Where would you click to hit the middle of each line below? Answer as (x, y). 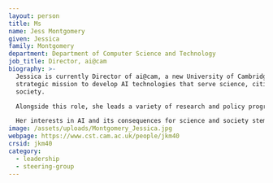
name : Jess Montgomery (47, 31)
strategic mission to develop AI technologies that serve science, (132, 84)
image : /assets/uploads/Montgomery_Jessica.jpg (91, 129)
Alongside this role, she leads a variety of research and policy (130, 107)
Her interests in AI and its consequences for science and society (132, 121)
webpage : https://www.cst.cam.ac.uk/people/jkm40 (94, 136)
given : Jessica (34, 39)
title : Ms (25, 24)
